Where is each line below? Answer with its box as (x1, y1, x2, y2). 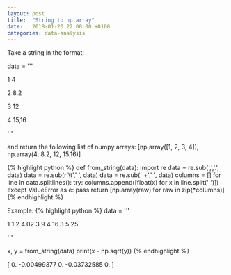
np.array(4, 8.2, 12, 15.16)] (7, 150, 81, 158)
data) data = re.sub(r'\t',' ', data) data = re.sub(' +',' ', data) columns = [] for (7, 171, 221, 179)
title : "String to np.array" (7, 17, 95, 24)
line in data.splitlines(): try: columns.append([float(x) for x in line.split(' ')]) (7, 178, 219, 187)
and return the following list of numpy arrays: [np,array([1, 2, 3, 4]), (7, 143, 199, 151)
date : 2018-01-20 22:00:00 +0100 (7, 23, 111, 30)
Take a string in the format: (7, 49, 85, 57)
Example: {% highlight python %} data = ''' (7, 206, 130, 215)
